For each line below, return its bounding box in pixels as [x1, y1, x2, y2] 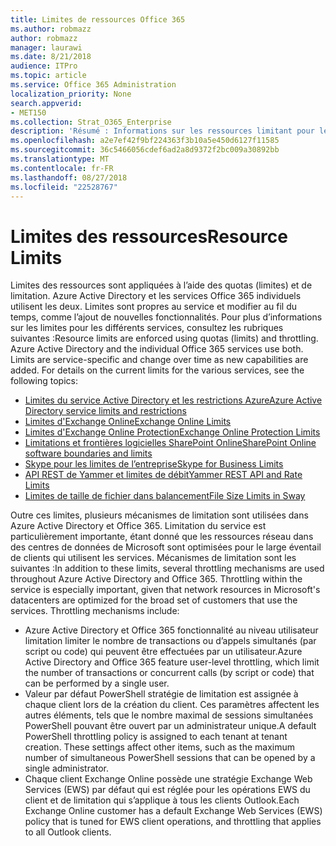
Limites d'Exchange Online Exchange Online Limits [24, 416, 232, 428]
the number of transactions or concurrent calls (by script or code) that [24, 667, 315, 679]
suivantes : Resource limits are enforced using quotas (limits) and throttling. [10, 332, 319, 345]
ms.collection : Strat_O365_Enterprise [10, 117, 172, 127]
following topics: [10, 375, 78, 387]
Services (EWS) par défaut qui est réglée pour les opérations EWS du [24, 784, 311, 796]
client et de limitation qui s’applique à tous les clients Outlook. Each [24, 794, 300, 806]
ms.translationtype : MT [10, 154, 110, 164]
